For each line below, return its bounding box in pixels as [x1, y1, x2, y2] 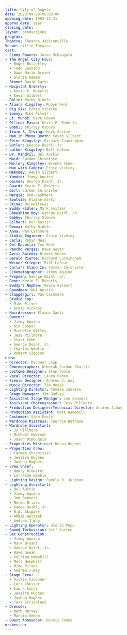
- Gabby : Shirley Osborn [5, 215, 55, 220]
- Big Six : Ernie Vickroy [5, 107, 57, 112]
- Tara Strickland [9, 599, 47, 605]
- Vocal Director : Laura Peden [5, 373, 68, 379]
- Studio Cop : [5, 296, 34, 302]
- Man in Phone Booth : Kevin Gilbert [5, 134, 81, 139]
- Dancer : [5, 315, 25, 320]
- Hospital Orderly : [5, 84, 47, 89]
